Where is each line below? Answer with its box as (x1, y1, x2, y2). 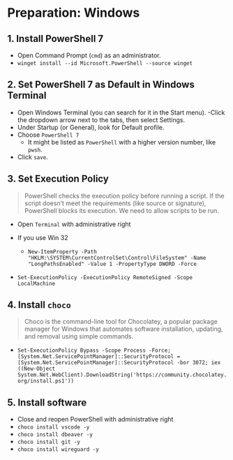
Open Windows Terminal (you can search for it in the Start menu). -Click (17, 108, 225, 117)
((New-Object (17, 365, 56, 373)
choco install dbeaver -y (17, 431, 93, 438)
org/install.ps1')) (17, 378, 75, 385)
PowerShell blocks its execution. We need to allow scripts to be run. (24, 206, 220, 214)
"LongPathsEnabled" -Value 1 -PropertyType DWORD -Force (27, 260, 197, 267)
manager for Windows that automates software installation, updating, (24, 325, 223, 333)
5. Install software (7, 396, 87, 408)
